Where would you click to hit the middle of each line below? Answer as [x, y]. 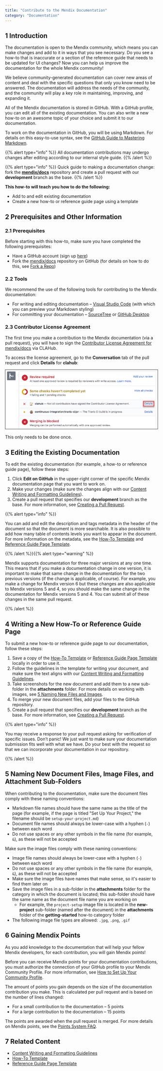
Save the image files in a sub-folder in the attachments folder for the [81, 889]
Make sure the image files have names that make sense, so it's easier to [84, 879]
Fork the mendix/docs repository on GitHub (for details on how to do [80, 261]
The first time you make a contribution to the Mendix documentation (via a [79, 338]
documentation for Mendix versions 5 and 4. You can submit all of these [77, 594]
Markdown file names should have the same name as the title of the [80, 808]
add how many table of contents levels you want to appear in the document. [81, 534]
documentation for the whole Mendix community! [54, 68]
